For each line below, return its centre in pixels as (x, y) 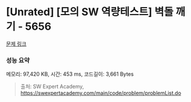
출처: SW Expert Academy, (52, 87)
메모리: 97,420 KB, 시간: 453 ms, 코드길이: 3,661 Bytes (70, 74)
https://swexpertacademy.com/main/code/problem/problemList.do (101, 93)
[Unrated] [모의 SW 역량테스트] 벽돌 (90, 12)
